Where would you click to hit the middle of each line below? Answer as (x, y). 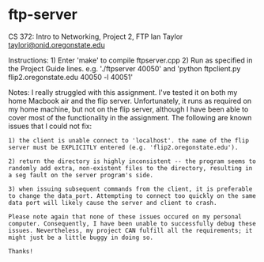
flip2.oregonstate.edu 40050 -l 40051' (70, 77)
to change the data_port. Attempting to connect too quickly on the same (132, 196)
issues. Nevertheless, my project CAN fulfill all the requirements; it (130, 230)
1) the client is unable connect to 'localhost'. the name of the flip (128, 140)
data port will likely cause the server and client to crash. (113, 203)
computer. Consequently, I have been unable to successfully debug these (132, 223)
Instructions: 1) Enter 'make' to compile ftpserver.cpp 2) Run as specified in (130, 60)
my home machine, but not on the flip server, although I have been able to (128, 109)
